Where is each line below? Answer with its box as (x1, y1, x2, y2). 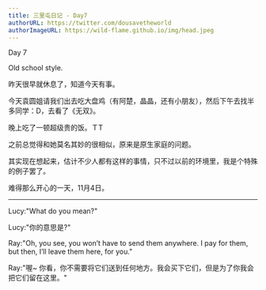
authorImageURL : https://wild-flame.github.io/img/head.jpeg (8, 26, 215, 34)
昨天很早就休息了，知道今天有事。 (8, 80, 120, 89)
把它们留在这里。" (8, 273, 67, 283)
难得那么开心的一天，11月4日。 (8, 183, 109, 193)
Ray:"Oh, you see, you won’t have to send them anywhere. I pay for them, (8, 239, 249, 248)
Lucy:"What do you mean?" (8, 206, 98, 216)
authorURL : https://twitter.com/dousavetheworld (8, 19, 172, 27)
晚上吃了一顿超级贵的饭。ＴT (8, 123, 104, 133)
